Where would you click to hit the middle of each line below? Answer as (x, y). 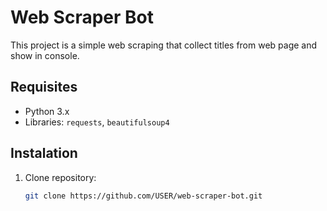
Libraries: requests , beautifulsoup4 (97, 122)
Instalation (44, 153)
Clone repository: (60, 177)
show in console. (45, 55)
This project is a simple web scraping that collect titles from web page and (164, 45)
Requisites (44, 87)
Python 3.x (47, 111)
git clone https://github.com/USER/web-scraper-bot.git (143, 196)
